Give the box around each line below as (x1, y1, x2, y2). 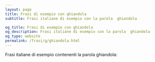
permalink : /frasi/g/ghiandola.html (5, 38, 80, 44)
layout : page (5, 7, 32, 12)
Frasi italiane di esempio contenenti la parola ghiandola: (5, 51, 118, 57)
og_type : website (5, 34, 41, 39)
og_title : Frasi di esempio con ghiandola (5, 25, 93, 30)
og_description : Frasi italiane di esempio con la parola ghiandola (5, 30, 151, 34)
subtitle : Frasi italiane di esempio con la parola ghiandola (5, 16, 137, 21)
